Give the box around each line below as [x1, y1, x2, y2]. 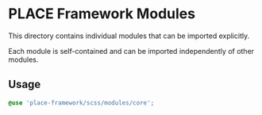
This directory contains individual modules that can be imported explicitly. [8, 31, 250, 40]
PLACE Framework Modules [8, 5, 196, 23]
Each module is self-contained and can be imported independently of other [8, 46, 255, 56]
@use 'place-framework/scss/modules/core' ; [8, 98, 155, 107]
